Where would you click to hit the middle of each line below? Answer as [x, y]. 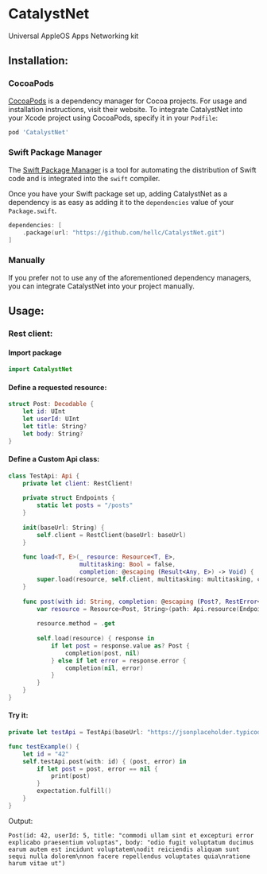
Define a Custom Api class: [54, 459]
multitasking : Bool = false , [128, 565]
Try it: [18, 715]
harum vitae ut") [37, 863]
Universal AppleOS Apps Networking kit [74, 36]
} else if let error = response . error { [118, 660]
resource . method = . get [76, 624]
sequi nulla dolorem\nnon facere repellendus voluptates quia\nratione [129, 856]
